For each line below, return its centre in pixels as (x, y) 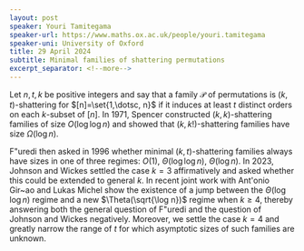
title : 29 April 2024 (50, 52)
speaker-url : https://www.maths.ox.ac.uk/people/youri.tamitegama (137, 35)
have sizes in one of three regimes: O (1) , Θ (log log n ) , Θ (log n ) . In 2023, (142, 161)
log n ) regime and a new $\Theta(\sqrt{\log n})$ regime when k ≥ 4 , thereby (151, 199)
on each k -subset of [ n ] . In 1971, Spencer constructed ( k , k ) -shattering (141, 114)
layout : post (34, 18)
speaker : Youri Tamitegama (60, 26)
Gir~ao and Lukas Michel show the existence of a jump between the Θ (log (148, 190)
